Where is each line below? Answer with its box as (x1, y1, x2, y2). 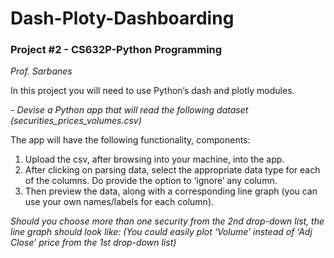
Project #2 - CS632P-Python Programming (10, 43, 223, 57)
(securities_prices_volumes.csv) (10, 115, 142, 127)
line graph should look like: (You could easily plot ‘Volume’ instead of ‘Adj (10, 226, 313, 238)
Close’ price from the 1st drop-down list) (10, 237, 177, 249)
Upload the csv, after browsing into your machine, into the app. (24, 153, 285, 166)
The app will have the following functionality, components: (10, 134, 251, 146)
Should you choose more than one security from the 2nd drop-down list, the (10, 215, 325, 227)
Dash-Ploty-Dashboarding (10, 7, 235, 30)
